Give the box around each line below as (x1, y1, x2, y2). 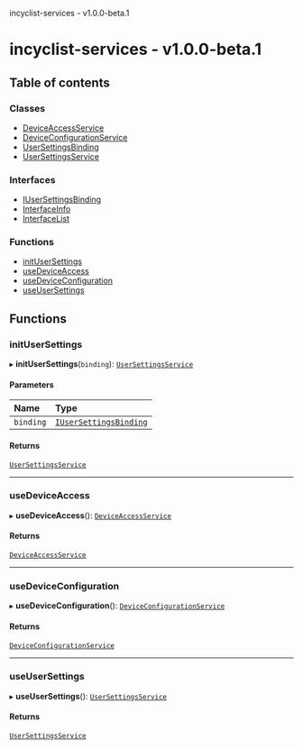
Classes (9, 102, 46, 114)
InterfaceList (22, 214, 70, 224)
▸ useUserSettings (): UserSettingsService (9, 690, 168, 701)
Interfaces (9, 173, 56, 186)
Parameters (9, 379, 54, 390)
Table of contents (9, 75, 110, 90)
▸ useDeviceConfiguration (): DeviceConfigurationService (9, 600, 225, 611)
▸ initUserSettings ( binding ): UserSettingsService (9, 359, 194, 370)
